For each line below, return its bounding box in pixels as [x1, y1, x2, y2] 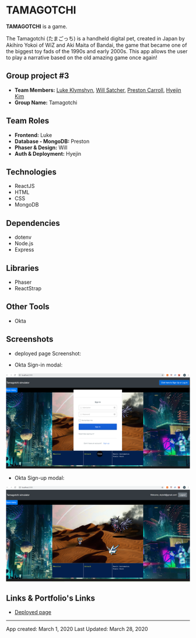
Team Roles [6, 116, 50, 126]
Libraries [6, 263, 39, 273]
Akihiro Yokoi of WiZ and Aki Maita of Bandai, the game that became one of [6, 42, 187, 49]
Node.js [14, 240, 34, 247]
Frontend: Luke [14, 131, 52, 138]
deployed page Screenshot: [14, 349, 82, 357]
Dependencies [6, 218, 60, 228]
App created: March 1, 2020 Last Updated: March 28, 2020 [6, 626, 148, 633]
